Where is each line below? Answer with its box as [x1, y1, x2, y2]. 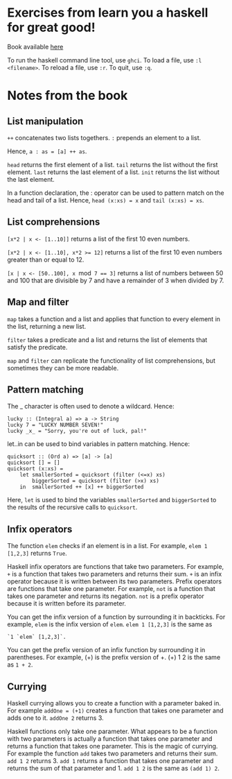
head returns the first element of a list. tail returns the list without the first [7, 160, 218, 169]
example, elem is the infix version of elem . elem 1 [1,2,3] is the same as [7, 620, 213, 628]
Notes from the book [7, 88, 128, 103]
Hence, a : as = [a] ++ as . [7, 147, 87, 155]
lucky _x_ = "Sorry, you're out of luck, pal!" [7, 428, 148, 435]
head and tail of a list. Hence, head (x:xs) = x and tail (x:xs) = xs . [7, 196, 204, 204]
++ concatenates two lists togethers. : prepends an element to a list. [7, 133, 202, 142]
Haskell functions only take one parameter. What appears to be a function [7, 727, 218, 735]
